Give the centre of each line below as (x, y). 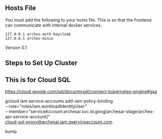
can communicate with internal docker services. (54, 25)
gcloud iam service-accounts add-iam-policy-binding (59, 101)
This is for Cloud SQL (38, 80)
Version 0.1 (16, 47)
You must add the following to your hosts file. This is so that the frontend (78, 20)
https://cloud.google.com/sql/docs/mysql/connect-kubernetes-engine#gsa (81, 92)
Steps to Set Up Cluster (41, 63)
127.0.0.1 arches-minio (29, 38)
